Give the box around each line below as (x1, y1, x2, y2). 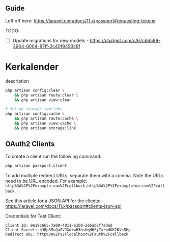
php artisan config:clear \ (5, 88, 65, 93)
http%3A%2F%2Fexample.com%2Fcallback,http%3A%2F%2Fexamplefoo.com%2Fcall (5, 183, 165, 188)
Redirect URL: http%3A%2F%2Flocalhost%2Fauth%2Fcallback (5, 232, 129, 237)
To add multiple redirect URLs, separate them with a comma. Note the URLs (5, 172, 164, 178)
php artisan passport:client (5, 163, 67, 168)
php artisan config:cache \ (5, 111, 65, 116)
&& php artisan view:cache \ (14, 121, 76, 126)
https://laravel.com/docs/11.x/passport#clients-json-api (5, 203, 122, 209)
